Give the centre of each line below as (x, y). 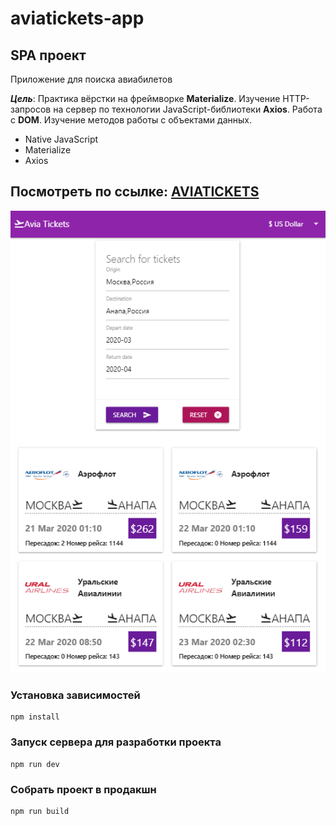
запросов (31, 109)
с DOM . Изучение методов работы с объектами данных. (131, 120)
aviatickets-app (77, 18)
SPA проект (48, 55)
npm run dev (35, 764)
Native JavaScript (61, 139)
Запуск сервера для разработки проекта (116, 742)
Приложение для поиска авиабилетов (91, 79)
